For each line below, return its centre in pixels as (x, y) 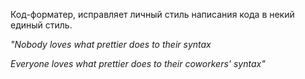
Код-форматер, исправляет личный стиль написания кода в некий (152, 14)
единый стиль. (41, 25)
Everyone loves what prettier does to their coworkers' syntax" (138, 63)
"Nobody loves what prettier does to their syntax (111, 44)
